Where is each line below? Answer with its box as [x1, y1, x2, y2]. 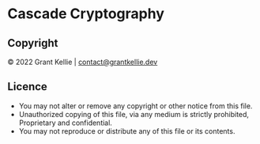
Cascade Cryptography [7, 5, 165, 23]
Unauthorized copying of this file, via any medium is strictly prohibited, [18, 109, 250, 119]
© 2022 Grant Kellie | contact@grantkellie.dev [7, 57, 158, 66]
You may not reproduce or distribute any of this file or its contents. [18, 126, 236, 135]
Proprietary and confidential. [18, 118, 112, 127]
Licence [7, 80, 48, 93]
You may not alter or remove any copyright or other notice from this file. [18, 100, 253, 111]
